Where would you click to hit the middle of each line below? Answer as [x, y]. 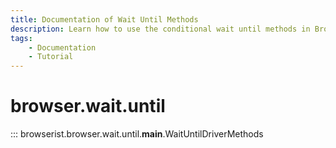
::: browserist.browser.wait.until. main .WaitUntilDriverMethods [137, 134]
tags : [21, 38]
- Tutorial [51, 57]
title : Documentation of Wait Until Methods [104, 19]
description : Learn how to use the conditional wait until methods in [160, 29]
